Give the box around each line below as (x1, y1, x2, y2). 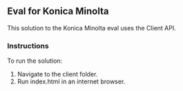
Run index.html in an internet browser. (17, 77, 126, 85)
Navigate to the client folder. (17, 70, 98, 79)
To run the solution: (7, 57, 63, 65)
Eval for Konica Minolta (7, 6, 109, 17)
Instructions (7, 41, 50, 50)
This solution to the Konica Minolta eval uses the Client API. (7, 23, 176, 32)
